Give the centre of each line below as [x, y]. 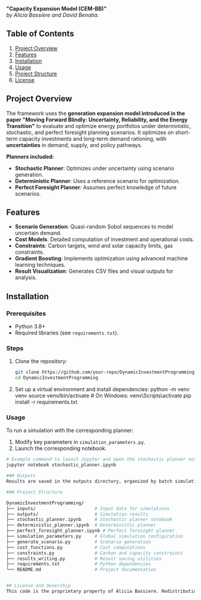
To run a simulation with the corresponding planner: [70, 431]
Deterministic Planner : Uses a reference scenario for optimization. [98, 181]
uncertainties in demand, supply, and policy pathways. [74, 145]
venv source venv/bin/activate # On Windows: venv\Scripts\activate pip [103, 396]
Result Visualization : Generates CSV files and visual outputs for [94, 271]
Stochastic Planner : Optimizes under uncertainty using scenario [95, 168]
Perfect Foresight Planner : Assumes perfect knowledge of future [96, 187]
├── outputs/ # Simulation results [77, 514]
